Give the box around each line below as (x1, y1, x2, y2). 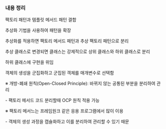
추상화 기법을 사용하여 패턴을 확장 (5, 27, 71, 33)
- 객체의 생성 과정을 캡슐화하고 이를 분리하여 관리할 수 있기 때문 (5, 118, 129, 124)
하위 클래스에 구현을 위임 (5, 59, 54, 65)
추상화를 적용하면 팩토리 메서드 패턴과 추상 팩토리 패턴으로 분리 (5, 38, 129, 44)
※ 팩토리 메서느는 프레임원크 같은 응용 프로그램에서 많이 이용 (5, 108, 124, 114)
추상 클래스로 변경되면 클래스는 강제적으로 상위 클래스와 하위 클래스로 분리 (5, 48, 150, 54)
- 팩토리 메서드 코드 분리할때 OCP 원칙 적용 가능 (5, 97, 100, 103)
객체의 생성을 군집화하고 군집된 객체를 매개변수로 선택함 (5, 70, 114, 76)
